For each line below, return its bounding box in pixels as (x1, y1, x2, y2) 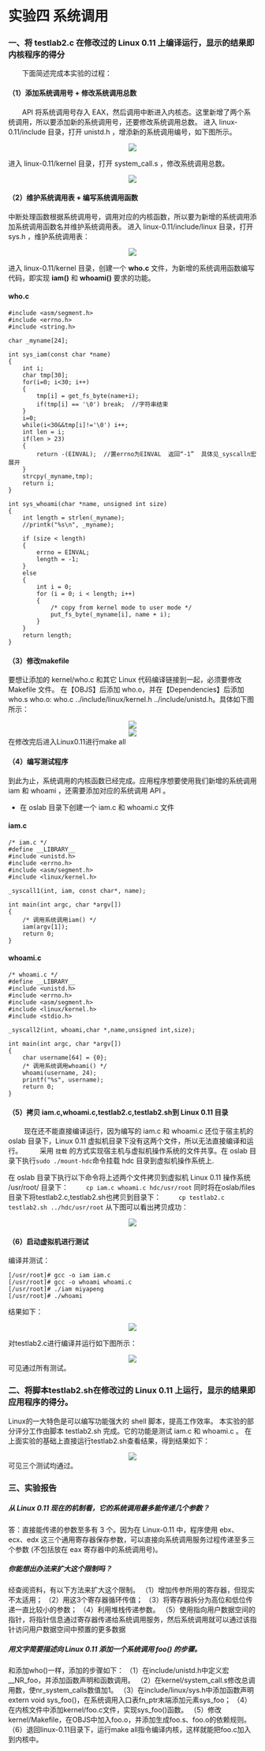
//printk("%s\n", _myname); (22, 521, 114, 529)
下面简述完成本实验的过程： (22, 69, 112, 78)
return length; (22, 632, 73, 639)
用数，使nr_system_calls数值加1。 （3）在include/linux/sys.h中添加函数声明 (8, 1685, 255, 1695)
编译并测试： (8, 1256, 50, 1265)
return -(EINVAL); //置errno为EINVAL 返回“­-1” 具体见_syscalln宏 (36, 451, 257, 459)
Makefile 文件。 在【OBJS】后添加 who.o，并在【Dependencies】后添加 (8, 684, 244, 695)
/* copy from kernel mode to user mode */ (50, 604, 192, 612)
